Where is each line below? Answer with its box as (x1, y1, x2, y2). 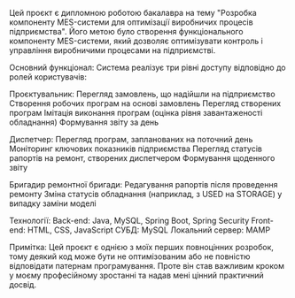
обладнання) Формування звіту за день (9, 117, 159, 127)
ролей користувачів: (9, 72, 87, 82)
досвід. (9, 279, 37, 290)
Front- (251, 216, 275, 225)
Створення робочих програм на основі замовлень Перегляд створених (9, 98, 282, 109)
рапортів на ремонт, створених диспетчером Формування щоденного (9, 153, 276, 163)
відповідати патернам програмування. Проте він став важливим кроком (9, 261, 285, 271)
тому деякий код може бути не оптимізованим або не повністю (9, 251, 251, 262)
